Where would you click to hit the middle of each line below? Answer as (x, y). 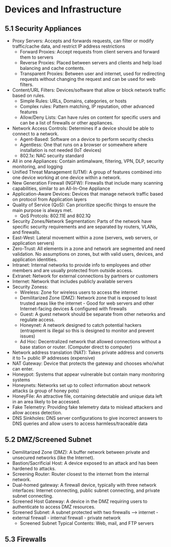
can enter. (23, 369)
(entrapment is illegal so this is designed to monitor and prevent (87, 331)
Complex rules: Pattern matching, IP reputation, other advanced (87, 106)
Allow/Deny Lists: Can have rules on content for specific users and (90, 117)
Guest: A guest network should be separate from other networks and (93, 314)
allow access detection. (37, 412)
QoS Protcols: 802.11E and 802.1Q (55, 216)
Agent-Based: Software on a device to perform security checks (87, 139)
